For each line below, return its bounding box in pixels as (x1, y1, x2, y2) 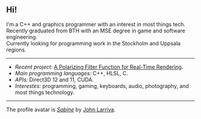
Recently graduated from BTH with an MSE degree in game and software (6, 27, 185, 34)
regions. (6, 46, 27, 53)
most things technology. (14, 89, 75, 96)
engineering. (6, 33, 38, 41)
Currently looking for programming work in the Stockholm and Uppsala (6, 39, 181, 47)
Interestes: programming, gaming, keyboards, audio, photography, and (14, 82, 190, 89)
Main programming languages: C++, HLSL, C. (14, 69, 129, 77)
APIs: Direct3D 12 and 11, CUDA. (14, 76, 94, 83)
